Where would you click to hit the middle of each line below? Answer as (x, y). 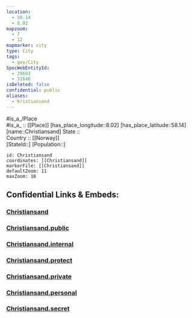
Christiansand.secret (38, 309)
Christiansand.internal (40, 244)
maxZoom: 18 (21, 176)
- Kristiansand (31, 101)
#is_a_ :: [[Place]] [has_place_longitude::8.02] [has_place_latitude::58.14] (96, 125)
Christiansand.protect (39, 260)
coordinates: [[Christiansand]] (47, 160)
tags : (13, 57)
